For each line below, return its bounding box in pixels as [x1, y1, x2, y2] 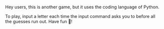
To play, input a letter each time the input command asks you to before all [5, 14, 156, 19]
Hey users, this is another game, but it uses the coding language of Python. [5, 4, 160, 10]
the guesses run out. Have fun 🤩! [5, 19, 73, 24]
